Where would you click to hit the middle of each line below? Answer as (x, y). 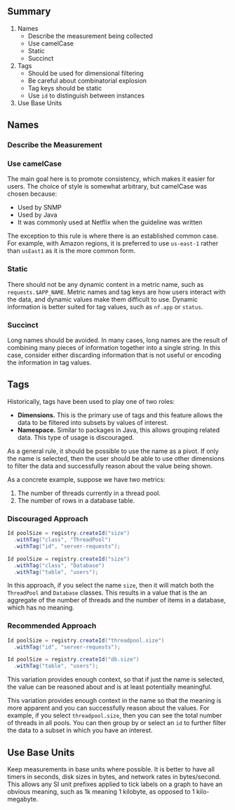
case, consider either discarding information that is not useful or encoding (114, 355)
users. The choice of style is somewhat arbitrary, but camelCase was (107, 187)
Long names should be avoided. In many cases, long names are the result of (117, 340)
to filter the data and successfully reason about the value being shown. (110, 466)
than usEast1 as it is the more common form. (72, 251)
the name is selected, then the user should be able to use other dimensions (116, 458)
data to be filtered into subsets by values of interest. (93, 422)
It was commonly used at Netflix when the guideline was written (110, 222)
